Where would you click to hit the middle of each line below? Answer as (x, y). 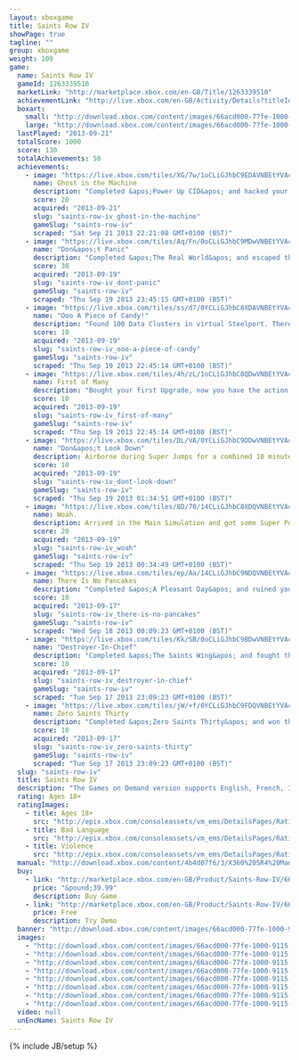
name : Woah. (55, 515)
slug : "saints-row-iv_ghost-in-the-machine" (117, 216)
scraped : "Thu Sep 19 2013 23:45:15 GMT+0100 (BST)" (133, 300)
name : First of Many (71, 382)
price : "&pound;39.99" (75, 888)
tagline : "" (31, 42)
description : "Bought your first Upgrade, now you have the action (161, 390)
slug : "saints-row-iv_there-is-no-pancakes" (117, 614)
